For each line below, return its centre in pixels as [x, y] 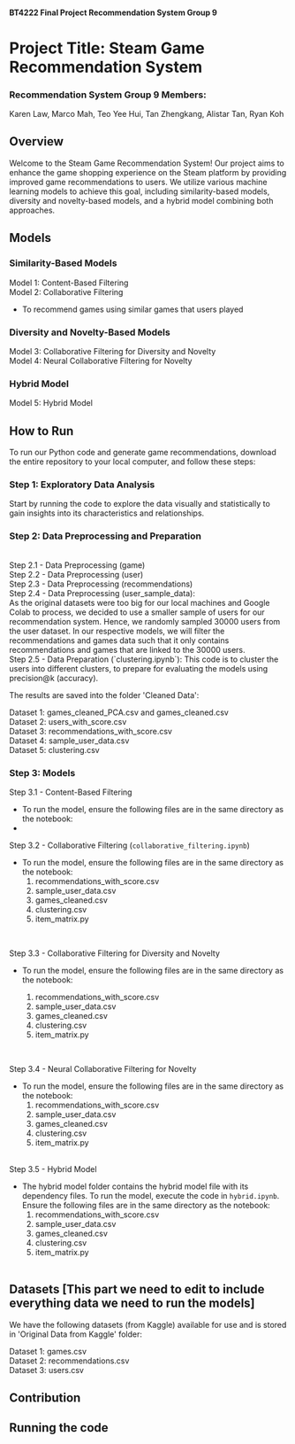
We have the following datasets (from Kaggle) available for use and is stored [148, 1324]
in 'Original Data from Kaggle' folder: [76, 1334]
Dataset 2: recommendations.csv [69, 1361]
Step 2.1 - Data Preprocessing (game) [77, 565]
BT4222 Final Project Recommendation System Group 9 [113, 12]
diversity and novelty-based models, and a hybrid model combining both [141, 200]
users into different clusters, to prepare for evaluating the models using [139, 668]
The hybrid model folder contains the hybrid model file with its [135, 1186]
